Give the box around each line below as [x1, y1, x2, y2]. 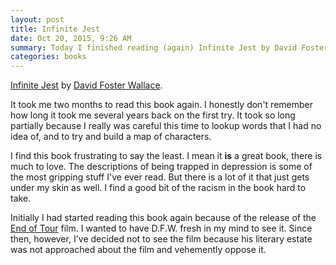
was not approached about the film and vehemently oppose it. [10, 244, 267, 256]
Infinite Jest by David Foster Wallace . [10, 79, 163, 91]
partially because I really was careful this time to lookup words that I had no [10, 120, 322, 132]
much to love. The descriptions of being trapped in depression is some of [10, 161, 313, 173]
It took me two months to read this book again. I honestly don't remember [10, 99, 314, 111]
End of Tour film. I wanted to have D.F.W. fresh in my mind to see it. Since [10, 222, 313, 235]
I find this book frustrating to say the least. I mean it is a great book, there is [10, 150, 323, 162]
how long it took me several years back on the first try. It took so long [10, 109, 296, 121]
